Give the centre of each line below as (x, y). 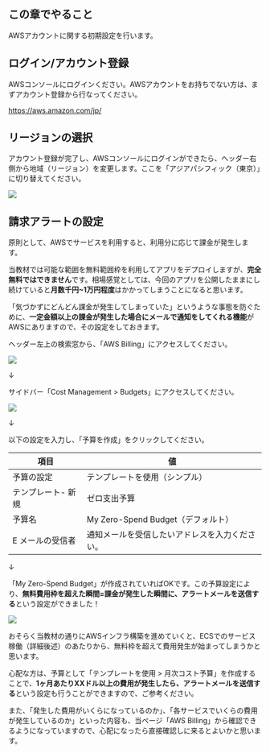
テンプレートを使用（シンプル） (147, 478)
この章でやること (51, 14)
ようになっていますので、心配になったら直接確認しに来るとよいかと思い (135, 730)
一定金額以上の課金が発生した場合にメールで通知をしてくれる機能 (138, 317)
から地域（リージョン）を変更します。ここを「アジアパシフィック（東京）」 (138, 168)
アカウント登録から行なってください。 (78, 94)
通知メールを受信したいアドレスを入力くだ (167, 535)
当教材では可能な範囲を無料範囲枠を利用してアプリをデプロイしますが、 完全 (135, 270)
